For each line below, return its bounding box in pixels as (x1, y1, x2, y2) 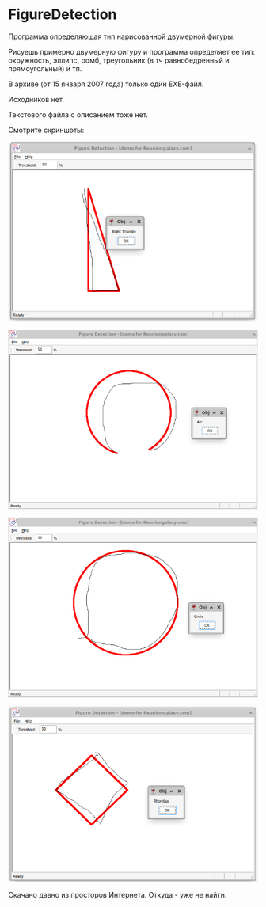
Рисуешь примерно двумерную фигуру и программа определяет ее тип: (8, 47, 256, 56)
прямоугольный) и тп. (8, 63, 82, 73)
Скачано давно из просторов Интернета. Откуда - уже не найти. (8, 890, 227, 900)
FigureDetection (8, 6, 117, 24)
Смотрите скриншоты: (8, 125, 85, 135)
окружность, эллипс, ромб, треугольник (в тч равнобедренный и (8, 55, 230, 65)
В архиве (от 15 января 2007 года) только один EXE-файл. (8, 79, 204, 89)
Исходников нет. (8, 94, 65, 104)
